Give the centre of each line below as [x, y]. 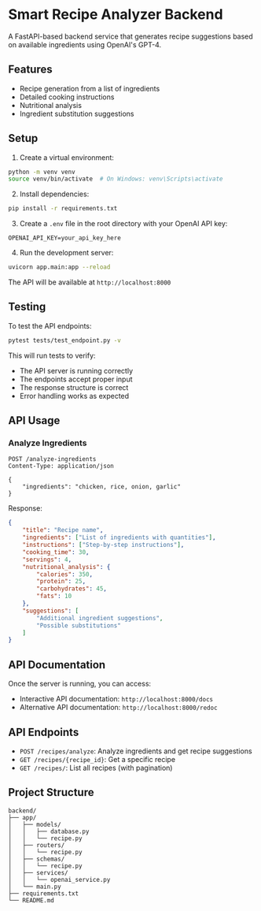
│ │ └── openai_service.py [59, 879]
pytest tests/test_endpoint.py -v [65, 340]
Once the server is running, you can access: [80, 684]
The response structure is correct [74, 387]
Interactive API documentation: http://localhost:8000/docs [116, 699]
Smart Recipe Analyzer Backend [116, 15]
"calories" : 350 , [64, 574]
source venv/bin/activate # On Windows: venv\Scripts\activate [116, 179]
